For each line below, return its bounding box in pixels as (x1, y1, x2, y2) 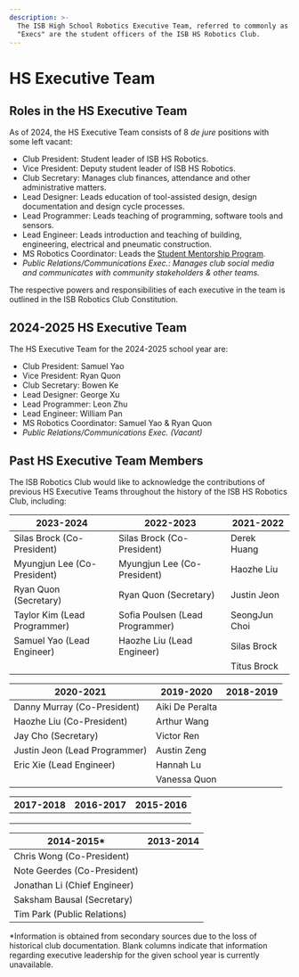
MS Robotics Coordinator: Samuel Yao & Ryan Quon (21, 418, 213, 429)
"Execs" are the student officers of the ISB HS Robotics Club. (17, 29, 261, 38)
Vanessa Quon (155, 773, 217, 785)
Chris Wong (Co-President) (13, 850, 130, 862)
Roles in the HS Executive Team (9, 103, 188, 119)
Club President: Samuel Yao (21, 361, 125, 372)
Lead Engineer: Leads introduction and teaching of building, (21, 229, 242, 241)
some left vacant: (9, 136, 73, 147)
